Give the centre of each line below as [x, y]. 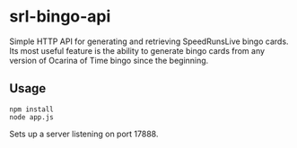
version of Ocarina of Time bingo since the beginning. [109, 60]
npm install [31, 109]
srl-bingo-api [60, 17]
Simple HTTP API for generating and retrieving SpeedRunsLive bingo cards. [149, 41]
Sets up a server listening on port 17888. [84, 134]
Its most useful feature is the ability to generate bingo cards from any [137, 50]
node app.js [31, 117]
